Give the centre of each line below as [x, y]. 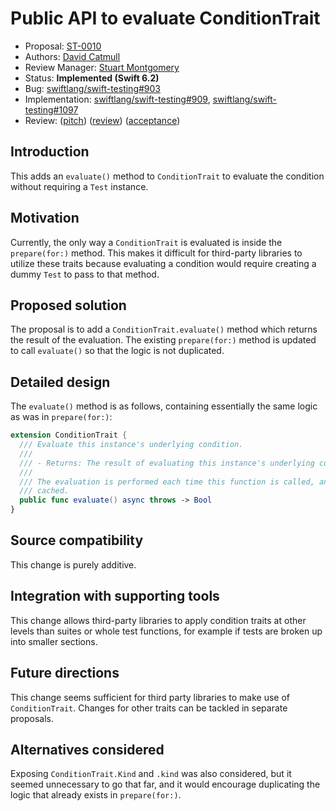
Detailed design [60, 382]
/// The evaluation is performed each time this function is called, [167, 482]
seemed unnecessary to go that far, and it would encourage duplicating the [165, 784]
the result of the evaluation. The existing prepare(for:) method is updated [163, 340]
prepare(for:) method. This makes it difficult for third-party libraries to [156, 253]
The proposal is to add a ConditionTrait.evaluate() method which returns [164, 329]
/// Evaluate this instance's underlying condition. [131, 445]
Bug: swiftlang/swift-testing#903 [93, 88]
